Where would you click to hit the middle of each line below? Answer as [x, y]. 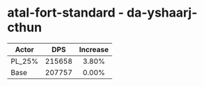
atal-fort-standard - [65, 13]
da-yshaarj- [162, 13]
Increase [94, 49]
